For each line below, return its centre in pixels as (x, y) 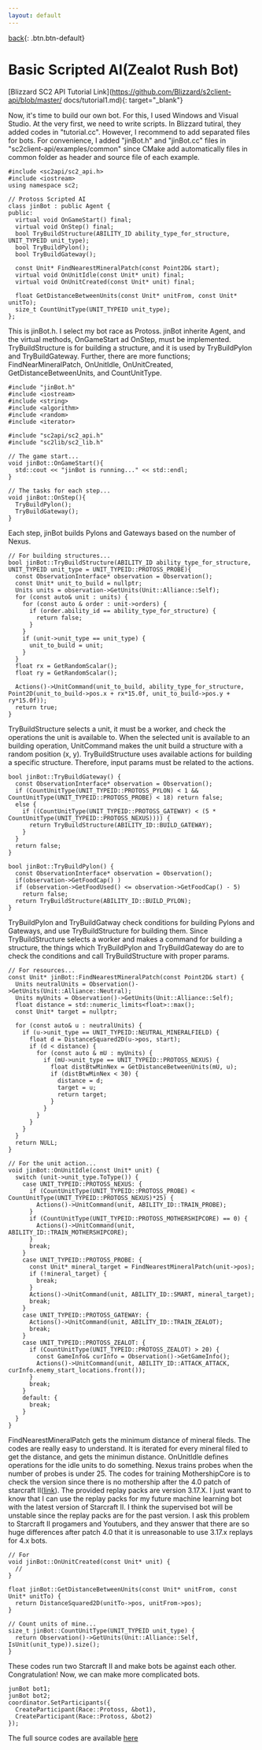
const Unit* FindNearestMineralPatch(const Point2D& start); (118, 268)
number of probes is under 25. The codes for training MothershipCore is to (129, 1473)
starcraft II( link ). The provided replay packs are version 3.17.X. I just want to (130, 1490)
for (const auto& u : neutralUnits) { (79, 1025)
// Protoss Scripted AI (47, 199)
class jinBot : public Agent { (59, 206)
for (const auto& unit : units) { (72, 597)
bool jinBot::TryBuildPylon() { (61, 866)
